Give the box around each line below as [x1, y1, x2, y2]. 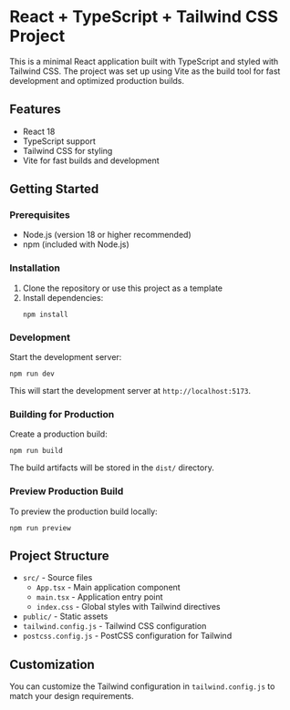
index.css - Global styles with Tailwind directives [36, 602, 221, 612]
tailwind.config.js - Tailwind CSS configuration [22, 621, 207, 632]
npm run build [9, 447, 64, 456]
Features [9, 102, 61, 118]
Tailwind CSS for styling [22, 145, 113, 156]
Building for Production [9, 407, 115, 420]
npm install [22, 310, 68, 319]
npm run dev [9, 369, 55, 379]
